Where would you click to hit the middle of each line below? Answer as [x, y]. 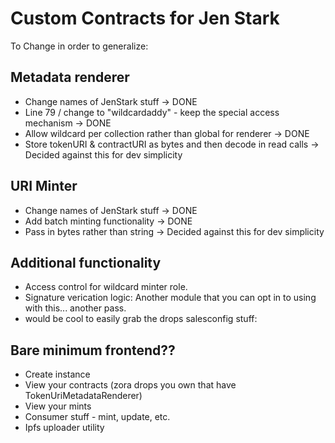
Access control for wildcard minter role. [106, 287]
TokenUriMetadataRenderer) [83, 396]
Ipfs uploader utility [64, 428]
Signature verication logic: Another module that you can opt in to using [170, 298]
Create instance [57, 374]
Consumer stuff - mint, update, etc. [97, 417]
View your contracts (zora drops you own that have [130, 385]
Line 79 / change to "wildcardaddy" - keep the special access [152, 112]
